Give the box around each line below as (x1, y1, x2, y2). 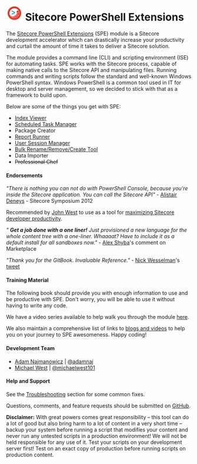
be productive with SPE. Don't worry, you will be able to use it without (6, 296, 175, 303)
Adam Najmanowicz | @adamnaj (14, 358, 94, 365)
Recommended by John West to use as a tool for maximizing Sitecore (6, 209, 175, 216)
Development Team (6, 344, 55, 351)
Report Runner (14, 133, 51, 140)
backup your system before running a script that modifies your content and (6, 426, 188, 433)
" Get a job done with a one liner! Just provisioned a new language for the (6, 226, 187, 233)
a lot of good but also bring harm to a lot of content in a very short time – (6, 420, 182, 427)
